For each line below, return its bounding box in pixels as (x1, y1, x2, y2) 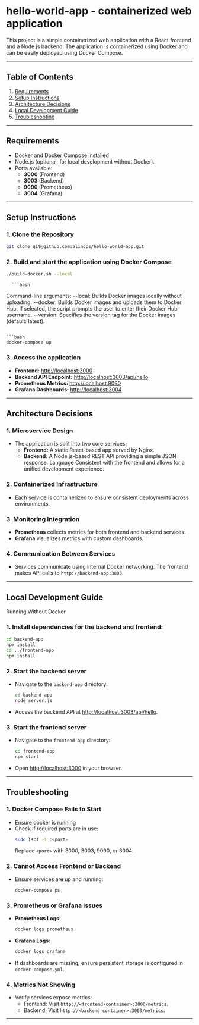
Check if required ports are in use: (14, 825, 99, 832)
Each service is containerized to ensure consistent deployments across (14, 494, 189, 501)
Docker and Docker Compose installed (14, 152, 110, 159)
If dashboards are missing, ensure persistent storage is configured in (14, 959, 184, 966)
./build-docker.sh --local (6, 271, 73, 277)
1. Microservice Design (6, 427, 73, 435)
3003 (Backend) (23, 177, 65, 184)
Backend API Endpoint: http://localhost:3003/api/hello (14, 373, 149, 380)
